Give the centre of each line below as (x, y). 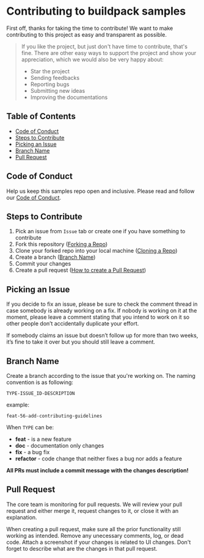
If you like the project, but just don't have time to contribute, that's (104, 46)
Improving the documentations (69, 97)
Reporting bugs (50, 84)
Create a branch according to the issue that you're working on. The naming (101, 376)
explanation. (22, 517)
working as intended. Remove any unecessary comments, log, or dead (95, 535)
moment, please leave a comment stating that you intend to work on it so (98, 317)
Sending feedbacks (55, 78)
